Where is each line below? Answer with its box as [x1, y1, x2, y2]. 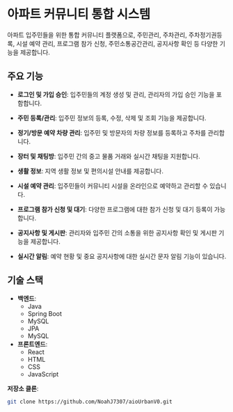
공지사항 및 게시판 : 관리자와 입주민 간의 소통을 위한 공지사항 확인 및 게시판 [17, 228, 218, 237]
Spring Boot [27, 309, 63, 317]
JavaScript [27, 370, 59, 378]
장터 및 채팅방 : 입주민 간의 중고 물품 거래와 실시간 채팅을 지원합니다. [17, 152, 200, 160]
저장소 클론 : [7, 384, 39, 393]
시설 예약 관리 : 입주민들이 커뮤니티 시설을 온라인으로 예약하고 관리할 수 [17, 182, 209, 190]
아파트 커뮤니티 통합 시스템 [7, 6, 151, 22]
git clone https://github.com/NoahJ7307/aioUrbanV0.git [7, 398, 172, 405]
